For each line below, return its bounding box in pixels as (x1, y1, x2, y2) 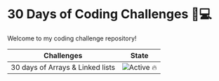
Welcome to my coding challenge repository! (7, 34, 137, 43)
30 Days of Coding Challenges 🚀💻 (7, 6, 213, 22)
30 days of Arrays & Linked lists (11, 62, 116, 72)
